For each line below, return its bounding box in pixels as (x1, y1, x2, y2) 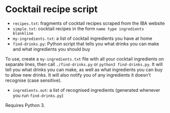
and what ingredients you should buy (12, 46, 90, 52)
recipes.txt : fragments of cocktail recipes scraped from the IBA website (12, 20, 165, 26)
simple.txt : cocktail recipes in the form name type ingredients (12, 25, 145, 31)
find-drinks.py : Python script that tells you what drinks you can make (12, 40, 159, 46)
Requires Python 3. (5, 102, 45, 108)
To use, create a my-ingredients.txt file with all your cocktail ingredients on (5, 55, 164, 62)
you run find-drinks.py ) (12, 92, 64, 98)
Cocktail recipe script (5, 4, 98, 15)
